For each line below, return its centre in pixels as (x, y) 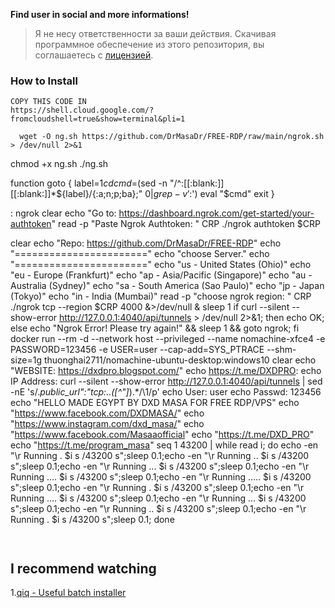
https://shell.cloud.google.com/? (82, 110)
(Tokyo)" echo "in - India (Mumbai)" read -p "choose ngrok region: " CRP (161, 296)
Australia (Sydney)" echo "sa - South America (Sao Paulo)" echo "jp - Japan (167, 286)
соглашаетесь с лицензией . (94, 55)
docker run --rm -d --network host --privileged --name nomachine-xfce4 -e (168, 339)
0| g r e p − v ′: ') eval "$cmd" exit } (209, 194)
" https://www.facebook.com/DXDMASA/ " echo (107, 413)
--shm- (281, 350)
